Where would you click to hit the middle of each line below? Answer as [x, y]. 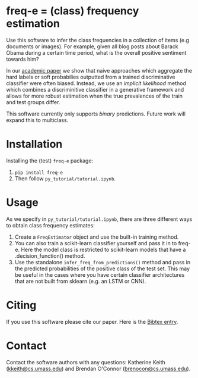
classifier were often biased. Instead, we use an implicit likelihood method [96, 83]
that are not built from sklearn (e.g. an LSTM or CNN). [80, 281]
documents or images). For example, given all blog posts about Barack [92, 46]
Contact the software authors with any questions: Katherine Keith [86, 362]
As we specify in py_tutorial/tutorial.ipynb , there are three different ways [99, 219]
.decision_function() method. [50, 256]
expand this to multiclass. [37, 120]
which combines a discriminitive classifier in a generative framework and [95, 89]
